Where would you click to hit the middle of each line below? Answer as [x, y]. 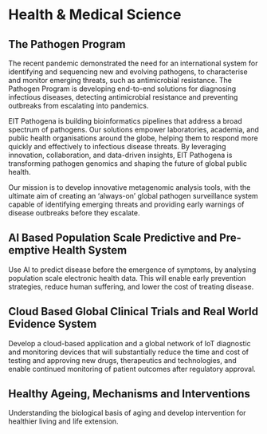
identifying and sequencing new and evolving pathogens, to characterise [128, 72]
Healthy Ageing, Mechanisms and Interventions [130, 394]
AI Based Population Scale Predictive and [113, 238]
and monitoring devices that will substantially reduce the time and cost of [129, 352]
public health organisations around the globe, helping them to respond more [133, 138]
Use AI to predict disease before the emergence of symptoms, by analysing [132, 270]
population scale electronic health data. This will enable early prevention [127, 278]
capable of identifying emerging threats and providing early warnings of [126, 204]
